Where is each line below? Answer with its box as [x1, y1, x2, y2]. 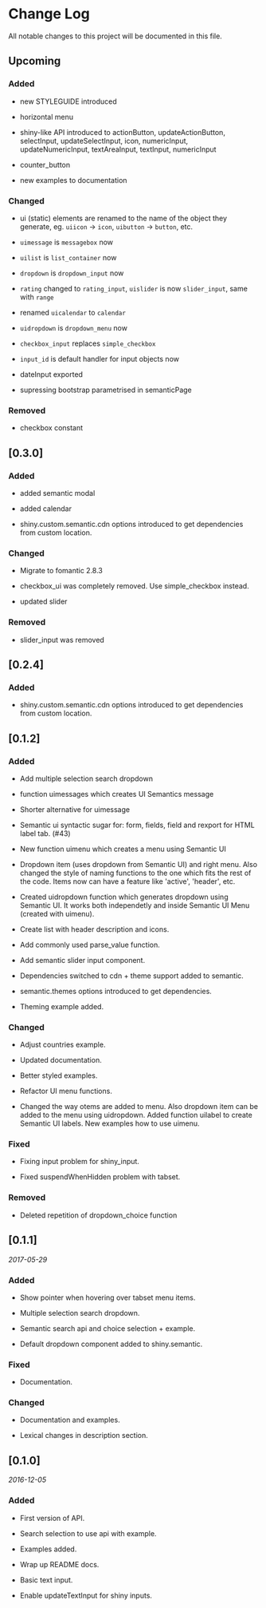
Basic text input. [19, 1574, 73, 1585]
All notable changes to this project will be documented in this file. [8, 31, 223, 41]
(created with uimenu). [19, 909, 95, 918]
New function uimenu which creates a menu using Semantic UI [19, 844, 227, 854]
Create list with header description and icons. [19, 924, 170, 934]
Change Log [8, 5, 90, 23]
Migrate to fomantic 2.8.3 [19, 566, 104, 576]
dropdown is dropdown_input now [19, 268, 124, 278]
